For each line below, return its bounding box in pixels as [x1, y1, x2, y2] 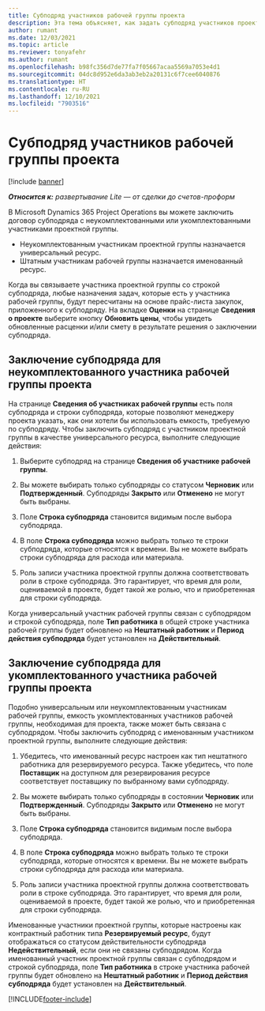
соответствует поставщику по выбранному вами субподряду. [19, 776, 230, 786]
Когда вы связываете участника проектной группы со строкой [8, 280, 221, 289]
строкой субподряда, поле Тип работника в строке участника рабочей [8, 962, 250, 971]
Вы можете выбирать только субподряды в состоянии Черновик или [19, 791, 254, 801]
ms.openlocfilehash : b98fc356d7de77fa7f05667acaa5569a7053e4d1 [8, 63, 221, 71]
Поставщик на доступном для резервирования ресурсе [19, 768, 211, 777]
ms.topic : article [8, 41, 69, 49]
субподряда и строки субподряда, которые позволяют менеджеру [8, 407, 234, 417]
